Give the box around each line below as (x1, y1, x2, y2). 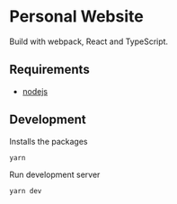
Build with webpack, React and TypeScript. (9, 36, 169, 47)
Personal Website (9, 6, 144, 27)
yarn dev (9, 186, 42, 195)
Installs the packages (9, 136, 88, 146)
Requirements (9, 62, 90, 77)
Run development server (9, 169, 101, 180)
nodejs (22, 85, 48, 96)
